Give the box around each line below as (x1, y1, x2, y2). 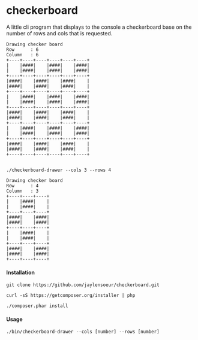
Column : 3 (6, 188, 39, 194)
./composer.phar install (6, 303, 68, 309)
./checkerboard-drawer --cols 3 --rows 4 (6, 167, 112, 173)
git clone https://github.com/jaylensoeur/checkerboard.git (6, 282, 160, 288)
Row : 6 (6, 46, 39, 53)
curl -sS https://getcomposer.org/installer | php (6, 293, 136, 299)
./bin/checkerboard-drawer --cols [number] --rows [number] (6, 329, 160, 335)
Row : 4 (6, 183, 39, 189)
